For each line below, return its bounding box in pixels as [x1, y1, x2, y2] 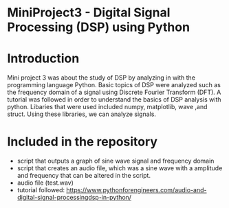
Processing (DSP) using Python [7, 19, 190, 35]
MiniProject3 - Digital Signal [7, 5, 171, 21]
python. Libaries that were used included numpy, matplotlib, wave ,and [7, 103, 208, 111]
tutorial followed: [17, 186, 65, 194]
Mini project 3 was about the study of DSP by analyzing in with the [7, 73, 196, 82]
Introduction [7, 51, 80, 67]
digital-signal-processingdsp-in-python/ [17, 194, 132, 202]
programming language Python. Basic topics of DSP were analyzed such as [7, 81, 221, 89]
